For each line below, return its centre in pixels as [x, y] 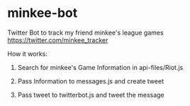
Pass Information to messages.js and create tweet [91, 81]
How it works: [28, 54]
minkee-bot [43, 13]
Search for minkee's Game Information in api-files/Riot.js [100, 67]
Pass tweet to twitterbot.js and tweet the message [91, 95]
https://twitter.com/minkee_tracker [58, 40]
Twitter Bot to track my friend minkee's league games [86, 33]
